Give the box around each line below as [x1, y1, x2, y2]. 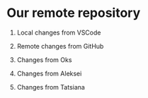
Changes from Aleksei [16, 69, 82, 78]
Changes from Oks [16, 55, 72, 64]
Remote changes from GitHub [16, 42, 104, 50]
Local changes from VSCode [16, 28, 101, 37]
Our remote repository [6, 5, 141, 21]
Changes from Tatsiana [16, 82, 86, 91]
